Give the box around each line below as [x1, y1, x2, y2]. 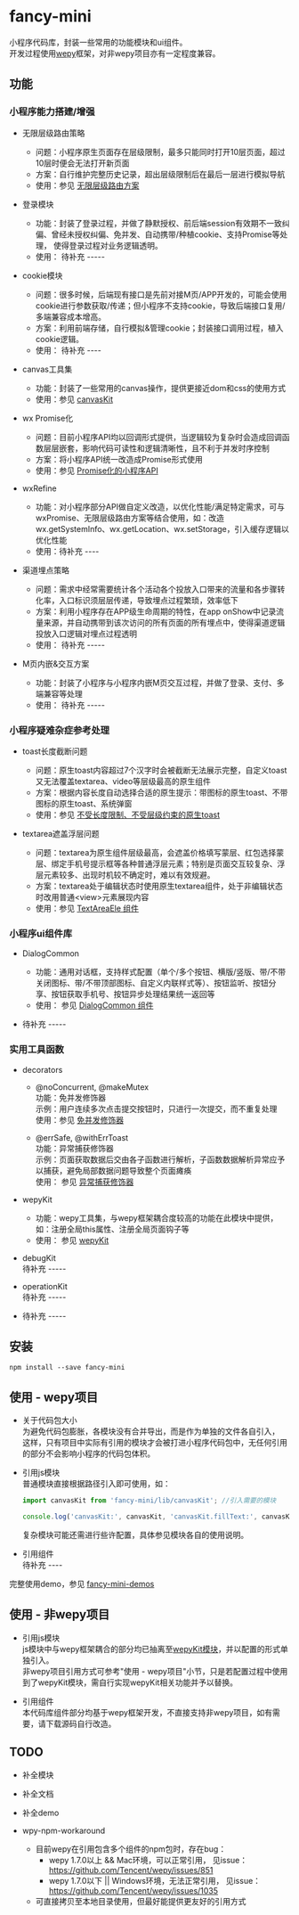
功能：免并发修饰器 [35, 1092, 107, 1102]
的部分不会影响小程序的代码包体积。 [21, 1448, 156, 1459]
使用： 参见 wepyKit [35, 1234, 109, 1245]
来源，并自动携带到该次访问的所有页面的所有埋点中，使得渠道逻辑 [43, 617, 286, 627]
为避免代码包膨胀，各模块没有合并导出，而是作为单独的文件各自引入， [21, 1426, 280, 1436]
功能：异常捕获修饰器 [35, 1142, 114, 1153]
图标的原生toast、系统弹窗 [35, 798, 133, 808]
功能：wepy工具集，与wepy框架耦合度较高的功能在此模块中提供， [35, 1212, 279, 1223]
